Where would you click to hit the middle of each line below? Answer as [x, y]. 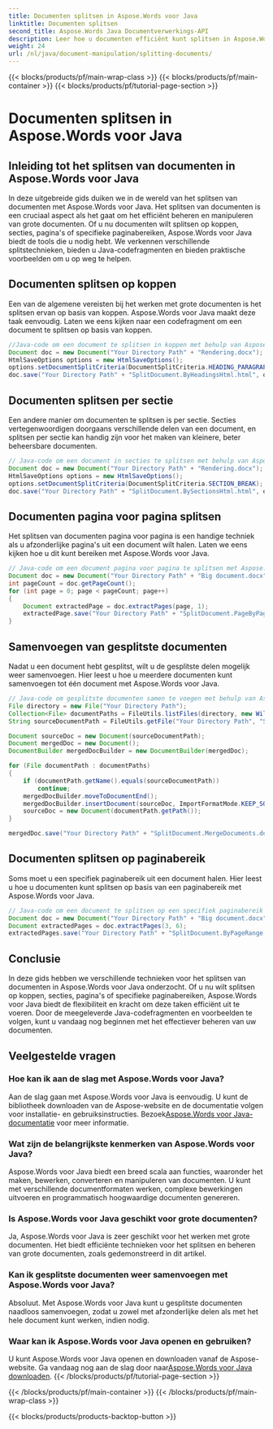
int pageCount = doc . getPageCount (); [72, 583]
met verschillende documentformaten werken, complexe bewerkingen [126, 1189]
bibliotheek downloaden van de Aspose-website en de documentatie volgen [136, 1105]
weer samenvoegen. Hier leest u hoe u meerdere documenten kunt [121, 675]
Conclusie [35, 959]
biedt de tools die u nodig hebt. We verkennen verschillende [109, 241]
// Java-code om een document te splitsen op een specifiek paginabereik [136, 910]
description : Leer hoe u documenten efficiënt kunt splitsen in [119, 39]
